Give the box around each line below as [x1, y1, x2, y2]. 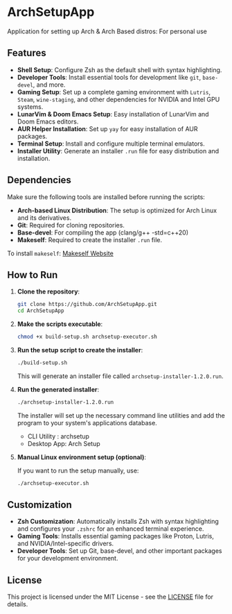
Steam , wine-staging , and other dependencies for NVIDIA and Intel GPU [17, 95, 220, 103]
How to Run [7, 268, 58, 281]
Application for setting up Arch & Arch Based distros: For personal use [7, 27, 208, 35]
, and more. [33, 80, 66, 89]
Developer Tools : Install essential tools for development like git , [17, 73, 202, 81]
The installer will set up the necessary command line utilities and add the [17, 411, 225, 420]
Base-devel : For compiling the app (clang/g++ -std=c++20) [17, 228, 189, 237]
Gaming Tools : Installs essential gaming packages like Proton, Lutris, [17, 532, 215, 540]
